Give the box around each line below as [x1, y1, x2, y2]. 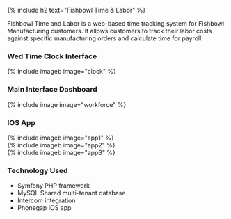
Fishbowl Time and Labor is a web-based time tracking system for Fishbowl [7, 19, 225, 27]
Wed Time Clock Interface [7, 51, 97, 61]
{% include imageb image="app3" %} [7, 148, 116, 156]
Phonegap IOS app [17, 204, 72, 212]
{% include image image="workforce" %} [7, 100, 127, 108]
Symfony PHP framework [17, 181, 90, 190]
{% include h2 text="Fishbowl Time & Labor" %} [7, 6, 146, 14]
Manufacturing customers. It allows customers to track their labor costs [7, 27, 212, 35]
